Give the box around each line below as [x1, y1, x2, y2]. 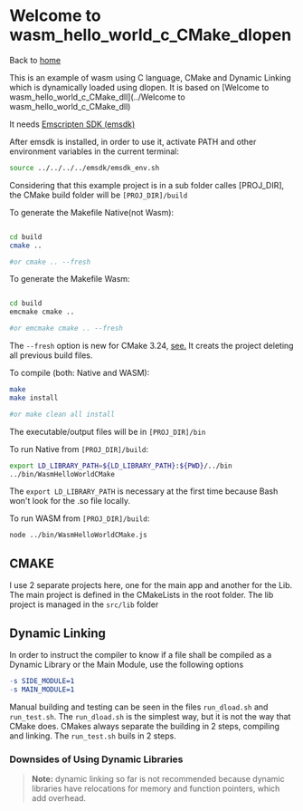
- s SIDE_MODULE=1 [9, 676, 75, 685]
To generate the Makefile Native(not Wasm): [9, 207, 175, 217]
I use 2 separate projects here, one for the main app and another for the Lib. [9, 580, 293, 591]
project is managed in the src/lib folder [9, 599, 159, 610]
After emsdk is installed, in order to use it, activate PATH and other [9, 136, 257, 147]
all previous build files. [9, 350, 93, 361]
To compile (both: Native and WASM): [9, 368, 150, 379]
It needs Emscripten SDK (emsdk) [9, 119, 136, 130]
